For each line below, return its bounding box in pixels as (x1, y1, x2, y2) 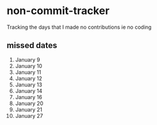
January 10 (15, 62, 42, 69)
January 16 (15, 93, 42, 100)
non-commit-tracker (6, 4, 110, 18)
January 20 (15, 100, 44, 107)
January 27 (15, 112, 43, 119)
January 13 (15, 81, 42, 88)
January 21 (15, 106, 42, 113)
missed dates (6, 40, 58, 50)
